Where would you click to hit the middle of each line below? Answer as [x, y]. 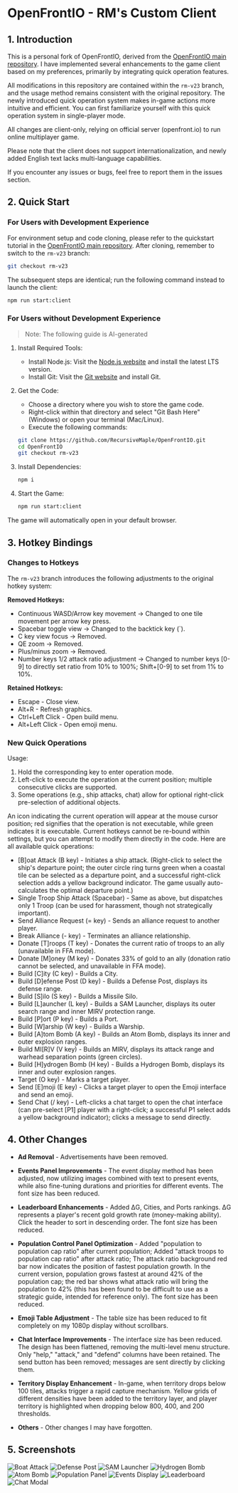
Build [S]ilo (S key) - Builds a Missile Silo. [78, 996]
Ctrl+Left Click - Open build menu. [68, 716]
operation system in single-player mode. [66, 116]
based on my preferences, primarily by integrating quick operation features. [118, 72]
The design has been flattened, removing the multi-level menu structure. [124, 1346]
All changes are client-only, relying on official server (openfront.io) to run [114, 129]
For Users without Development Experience [84, 318]
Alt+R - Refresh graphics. [55, 709]
